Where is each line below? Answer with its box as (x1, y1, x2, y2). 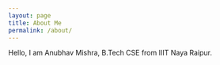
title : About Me (8, 19, 62, 27)
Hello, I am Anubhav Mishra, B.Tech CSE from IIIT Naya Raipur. (8, 48, 212, 58)
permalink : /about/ (8, 26, 73, 34)
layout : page (8, 11, 51, 20)
